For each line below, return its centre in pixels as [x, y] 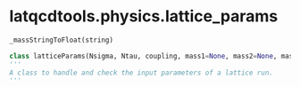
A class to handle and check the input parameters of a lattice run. [142, 73]
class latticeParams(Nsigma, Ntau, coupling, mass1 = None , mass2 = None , [143, 56]
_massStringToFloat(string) [62, 40]
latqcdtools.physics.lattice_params [144, 16]
